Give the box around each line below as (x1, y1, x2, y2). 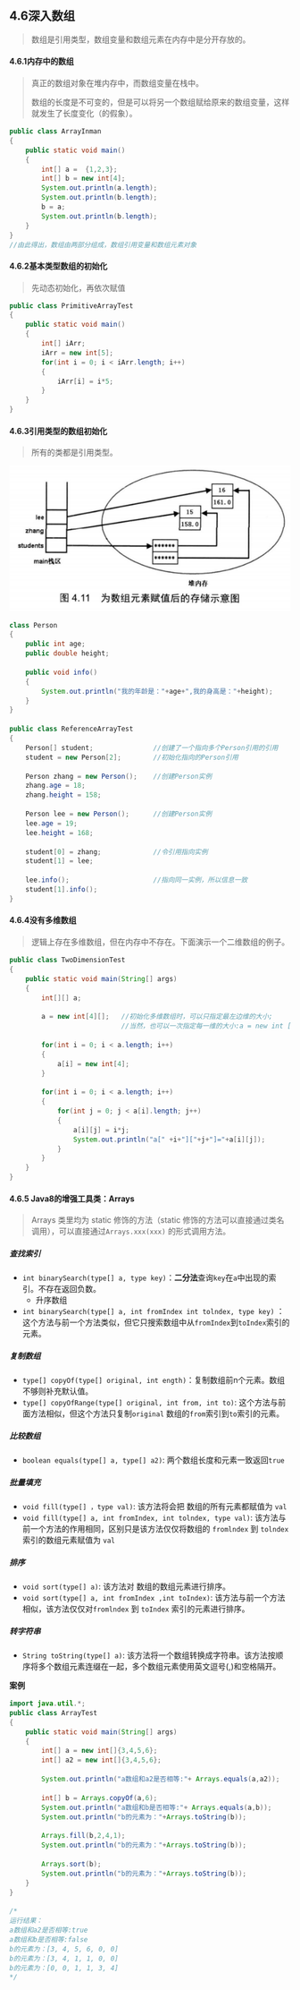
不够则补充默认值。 (21, 1386, 94, 1396)
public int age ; (25, 639, 87, 649)
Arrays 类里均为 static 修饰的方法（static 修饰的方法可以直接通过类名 (30, 1215, 285, 1226)
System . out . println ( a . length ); (41, 184, 158, 192)
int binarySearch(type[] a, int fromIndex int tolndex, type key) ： (21, 1306, 285, 1317)
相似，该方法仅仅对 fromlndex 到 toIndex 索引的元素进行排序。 (21, 1603, 250, 1614)
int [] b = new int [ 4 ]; (41, 174, 126, 184)
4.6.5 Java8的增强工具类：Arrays (9, 1193, 136, 1204)
